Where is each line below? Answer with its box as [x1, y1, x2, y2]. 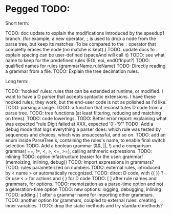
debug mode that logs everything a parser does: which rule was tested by [5, 126, 161, 132]
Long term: [5, 78, 29, 84]
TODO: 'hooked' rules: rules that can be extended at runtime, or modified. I [5, 88, 163, 94]
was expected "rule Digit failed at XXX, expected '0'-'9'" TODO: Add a [5, 121, 154, 127]
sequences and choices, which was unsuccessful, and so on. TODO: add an [5, 131, 166, 138]
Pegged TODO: [5, 3, 70, 15]
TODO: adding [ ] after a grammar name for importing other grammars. [5, 191, 155, 198]
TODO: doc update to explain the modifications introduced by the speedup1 [5, 30, 164, 36]
